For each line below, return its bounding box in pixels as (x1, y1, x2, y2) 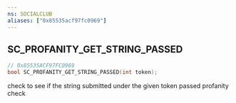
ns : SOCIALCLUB (7, 10, 53, 18)
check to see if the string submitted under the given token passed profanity (7, 82, 230, 90)
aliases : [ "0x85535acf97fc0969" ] (7, 17, 107, 24)
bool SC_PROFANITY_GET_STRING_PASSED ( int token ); (7, 69, 158, 76)
